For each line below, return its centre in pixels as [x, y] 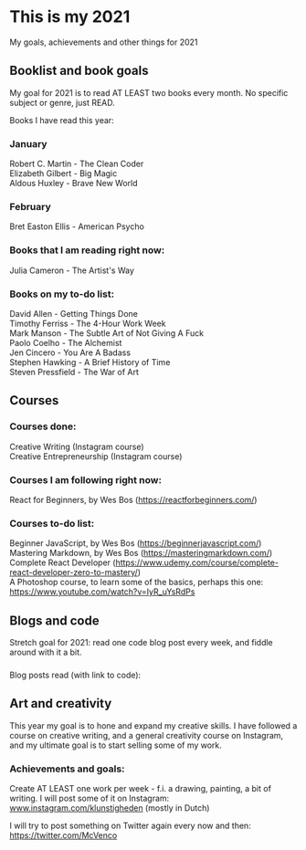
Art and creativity [61, 703]
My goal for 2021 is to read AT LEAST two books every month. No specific [149, 92]
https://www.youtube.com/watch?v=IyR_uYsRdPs [102, 592]
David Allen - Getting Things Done [74, 313]
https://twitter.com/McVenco [63, 835]
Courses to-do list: [52, 523]
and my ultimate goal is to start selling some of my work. [116, 745]
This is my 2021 [70, 17]
